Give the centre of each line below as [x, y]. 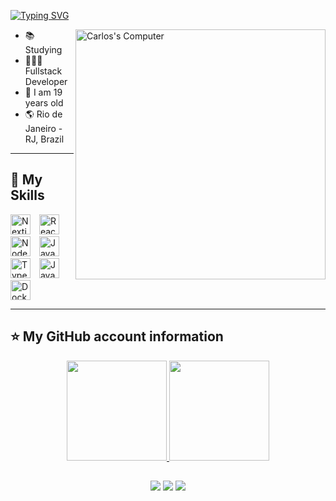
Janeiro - [43, 128]
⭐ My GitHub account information [117, 336]
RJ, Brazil [44, 139]
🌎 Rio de [43, 114]
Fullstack [43, 71]
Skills [27, 195]
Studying [43, 49]
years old [44, 103]
